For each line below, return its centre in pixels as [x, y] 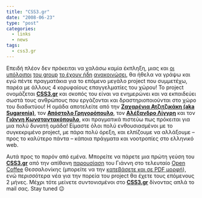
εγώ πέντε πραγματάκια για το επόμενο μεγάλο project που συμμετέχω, [97, 81]
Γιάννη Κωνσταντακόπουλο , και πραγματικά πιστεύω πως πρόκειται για [98, 119]
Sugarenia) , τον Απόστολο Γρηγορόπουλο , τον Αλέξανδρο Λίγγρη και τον [101, 113]
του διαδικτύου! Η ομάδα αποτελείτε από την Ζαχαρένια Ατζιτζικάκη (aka [100, 107]
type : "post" [23, 23]
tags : [13, 46]
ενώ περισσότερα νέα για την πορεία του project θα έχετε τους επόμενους [100, 176]
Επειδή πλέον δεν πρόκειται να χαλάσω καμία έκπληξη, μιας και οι [90, 68]
